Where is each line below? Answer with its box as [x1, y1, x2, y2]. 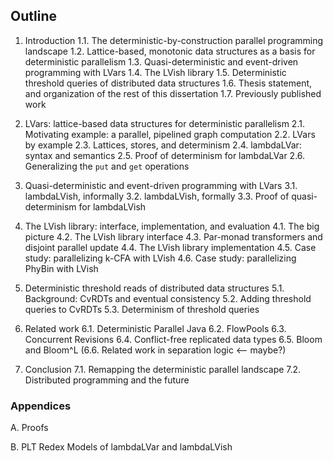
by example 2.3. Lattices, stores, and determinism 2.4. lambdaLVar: [24, 139, 302, 151]
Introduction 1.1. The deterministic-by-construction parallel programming [24, 34, 324, 46]
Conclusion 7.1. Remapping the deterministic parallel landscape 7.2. [24, 363, 302, 375]
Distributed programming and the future [24, 374, 190, 386]
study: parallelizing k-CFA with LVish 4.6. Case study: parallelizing [24, 252, 297, 264]
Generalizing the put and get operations [24, 160, 190, 172]
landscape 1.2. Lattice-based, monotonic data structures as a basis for [24, 45, 316, 57]
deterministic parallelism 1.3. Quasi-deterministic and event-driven [24, 55, 299, 68]
